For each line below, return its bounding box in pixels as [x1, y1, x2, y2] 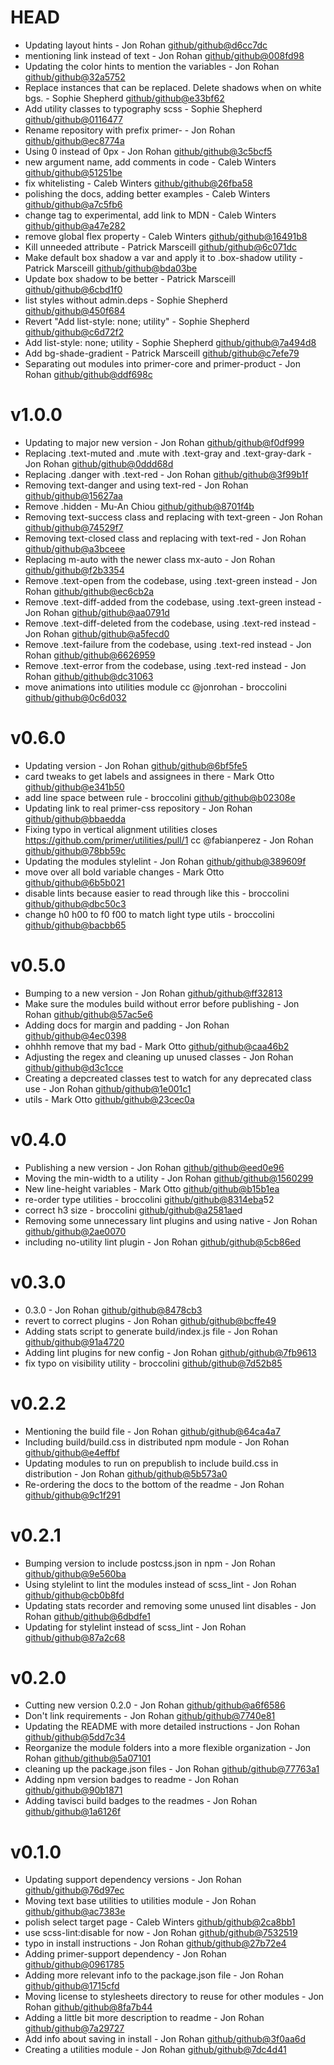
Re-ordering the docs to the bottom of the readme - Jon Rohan [24, 1478, 285, 1490]
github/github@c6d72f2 [24, 326, 125, 338]
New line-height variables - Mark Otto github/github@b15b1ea [24, 1182, 280, 1195]
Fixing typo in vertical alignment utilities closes [24, 823, 218, 835]
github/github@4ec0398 [24, 1029, 127, 1041]
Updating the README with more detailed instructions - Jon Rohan [24, 1721, 300, 1733]
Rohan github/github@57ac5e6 [24, 1008, 153, 1020]
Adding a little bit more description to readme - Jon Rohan [24, 2012, 265, 2024]
